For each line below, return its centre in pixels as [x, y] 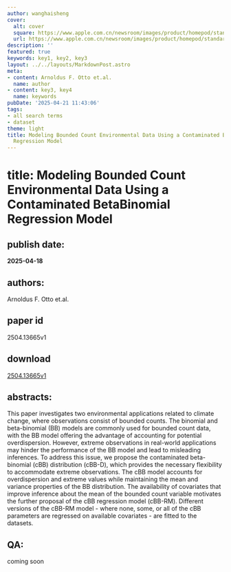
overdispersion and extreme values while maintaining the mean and [103, 479]
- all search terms [35, 115]
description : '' [30, 45]
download [29, 359]
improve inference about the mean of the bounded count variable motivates [114, 494]
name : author [32, 84]
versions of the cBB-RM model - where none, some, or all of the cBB [104, 509]
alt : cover [29, 26]
